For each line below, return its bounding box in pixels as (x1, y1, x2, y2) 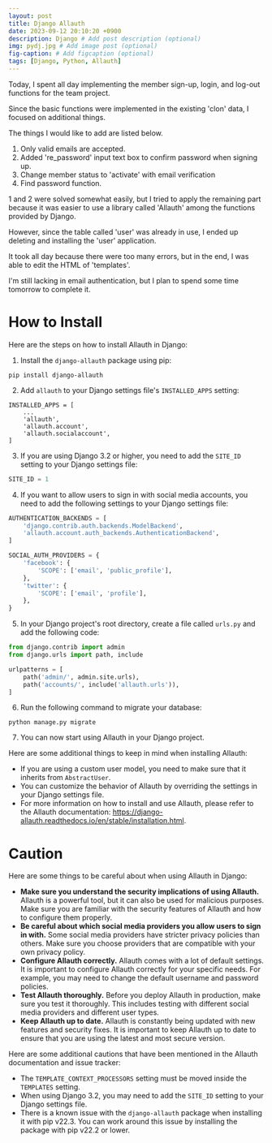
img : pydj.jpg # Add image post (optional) (8, 42, 158, 50)
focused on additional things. (8, 112, 106, 122)
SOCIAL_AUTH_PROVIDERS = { (8, 551, 100, 560)
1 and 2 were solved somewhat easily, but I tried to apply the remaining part (8, 194, 261, 204)
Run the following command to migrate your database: (19, 703, 202, 713)
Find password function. (19, 178, 102, 188)
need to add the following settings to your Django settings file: (19, 498, 229, 508)
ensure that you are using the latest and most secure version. (19, 1033, 226, 1043)
